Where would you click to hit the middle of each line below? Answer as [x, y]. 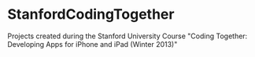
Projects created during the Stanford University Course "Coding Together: [128, 36]
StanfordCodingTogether [91, 14]
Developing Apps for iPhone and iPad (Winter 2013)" [92, 44]
